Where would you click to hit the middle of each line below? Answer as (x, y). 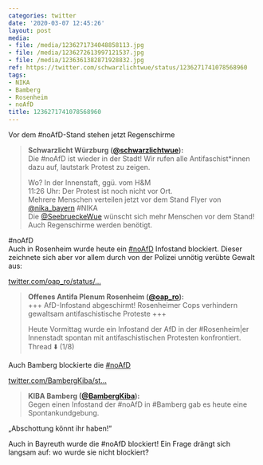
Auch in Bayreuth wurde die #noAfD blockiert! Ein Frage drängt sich (120, 444)
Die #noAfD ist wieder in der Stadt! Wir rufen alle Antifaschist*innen (139, 159)
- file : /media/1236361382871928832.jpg (77, 61)
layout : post (30, 30)
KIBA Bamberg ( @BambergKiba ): (84, 396)
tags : (17, 75)
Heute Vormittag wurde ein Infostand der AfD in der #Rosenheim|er (138, 329)
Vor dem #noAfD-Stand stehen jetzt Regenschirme (92, 135)
